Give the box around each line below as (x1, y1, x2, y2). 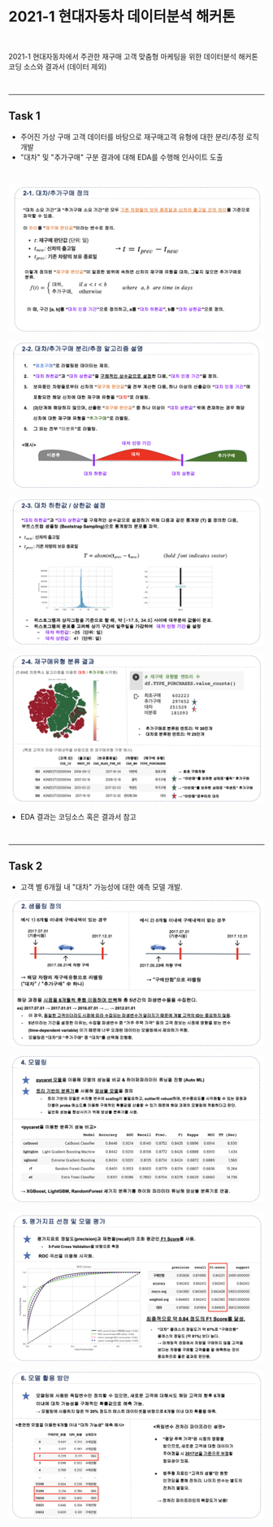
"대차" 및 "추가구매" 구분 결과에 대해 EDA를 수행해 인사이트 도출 (19, 152, 223, 162)
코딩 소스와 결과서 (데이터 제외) (8, 62, 107, 72)
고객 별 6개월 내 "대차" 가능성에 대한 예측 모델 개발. (19, 881, 183, 891)
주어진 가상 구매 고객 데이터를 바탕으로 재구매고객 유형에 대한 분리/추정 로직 (19, 132, 260, 141)
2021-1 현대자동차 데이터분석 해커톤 (8, 7, 236, 26)
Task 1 (8, 109, 41, 123)
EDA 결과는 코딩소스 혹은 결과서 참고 (19, 811, 136, 821)
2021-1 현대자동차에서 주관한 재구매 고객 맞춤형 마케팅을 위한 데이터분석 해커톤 (8, 51, 258, 61)
